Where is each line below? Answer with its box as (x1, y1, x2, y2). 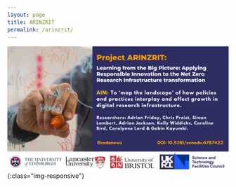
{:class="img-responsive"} (7, 172, 85, 180)
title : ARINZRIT (7, 18, 55, 26)
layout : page (7, 11, 46, 18)
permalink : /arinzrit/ (7, 26, 74, 33)
